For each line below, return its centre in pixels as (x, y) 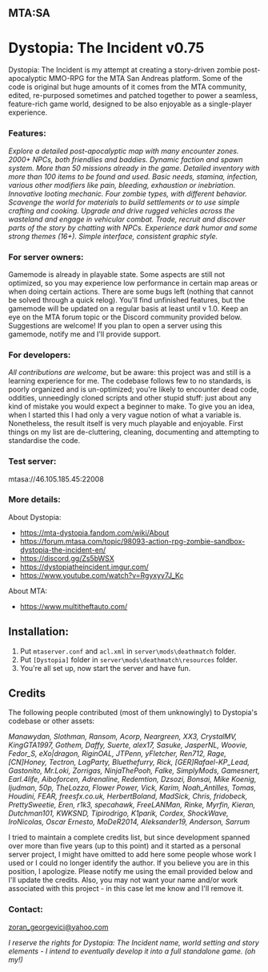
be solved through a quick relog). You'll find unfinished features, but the (127, 299)
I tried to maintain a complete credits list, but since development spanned (129, 837)
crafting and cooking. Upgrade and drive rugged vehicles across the (122, 210)
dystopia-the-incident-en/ (63, 550)
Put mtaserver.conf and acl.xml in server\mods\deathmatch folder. (128, 651)
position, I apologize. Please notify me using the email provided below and (131, 872)
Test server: (32, 462)
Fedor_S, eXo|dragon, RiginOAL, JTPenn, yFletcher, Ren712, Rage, (117, 754)
